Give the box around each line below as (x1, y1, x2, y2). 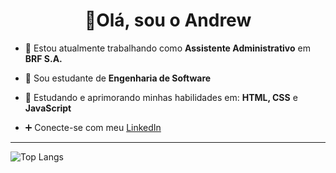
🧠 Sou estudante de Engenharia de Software (24, 72, 212, 84)
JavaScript (24, 102, 72, 114)
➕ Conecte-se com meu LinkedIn (24, 121, 162, 133)
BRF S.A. (24, 52, 63, 64)
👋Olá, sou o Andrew (84, 9, 252, 32)
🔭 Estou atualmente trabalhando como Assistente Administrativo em (24, 42, 311, 54)
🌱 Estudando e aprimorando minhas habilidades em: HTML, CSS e (24, 91, 298, 103)
